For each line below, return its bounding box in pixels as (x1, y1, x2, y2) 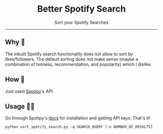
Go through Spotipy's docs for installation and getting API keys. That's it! (5, 115, 150, 121)
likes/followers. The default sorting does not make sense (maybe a (5, 56, 138, 62)
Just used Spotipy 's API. (5, 88, 54, 94)
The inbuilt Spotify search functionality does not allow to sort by (5, 51, 133, 57)
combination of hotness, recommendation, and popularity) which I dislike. (5, 61, 152, 67)
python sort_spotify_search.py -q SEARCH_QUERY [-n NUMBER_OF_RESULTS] (5, 125, 153, 130)
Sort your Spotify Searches (54, 19, 109, 25)
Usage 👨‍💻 (5, 102, 35, 110)
